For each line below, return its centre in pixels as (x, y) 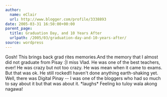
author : (13, 10)
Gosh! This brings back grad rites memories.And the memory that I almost (82, 57)
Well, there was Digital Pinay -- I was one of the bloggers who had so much (83, 78)
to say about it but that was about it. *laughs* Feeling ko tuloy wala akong (81, 83)
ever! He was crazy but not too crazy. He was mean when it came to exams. (84, 67)
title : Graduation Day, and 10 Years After (56, 33)
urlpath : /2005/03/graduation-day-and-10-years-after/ (68, 38)
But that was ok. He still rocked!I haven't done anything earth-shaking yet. (82, 73)
